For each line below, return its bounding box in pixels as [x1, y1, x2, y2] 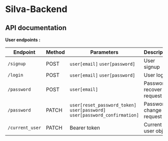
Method [45, 49, 65, 56]
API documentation [5, 24, 66, 32]
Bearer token [69, 124, 100, 131]
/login [7, 72, 23, 78]
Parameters [90, 49, 119, 56]
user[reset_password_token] [69, 102, 136, 108]
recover [143, 86, 162, 93]
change [143, 107, 161, 113]
